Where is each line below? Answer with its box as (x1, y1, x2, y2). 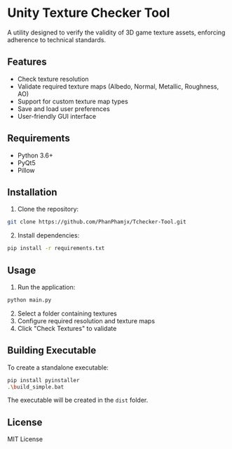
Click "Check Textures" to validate (17, 324, 117, 332)
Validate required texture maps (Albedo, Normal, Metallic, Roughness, (17, 82, 219, 91)
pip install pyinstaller (7, 377, 80, 384)
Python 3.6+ (17, 151, 54, 160)
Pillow (17, 166, 35, 174)
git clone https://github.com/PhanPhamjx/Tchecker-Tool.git (7, 219, 187, 226)
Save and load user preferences (17, 104, 110, 113)
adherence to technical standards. (7, 35, 107, 44)
